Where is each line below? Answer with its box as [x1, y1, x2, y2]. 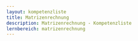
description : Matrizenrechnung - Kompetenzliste [6, 20, 132, 26]
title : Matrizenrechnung [6, 14, 69, 20]
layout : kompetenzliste [6, 8, 67, 15]
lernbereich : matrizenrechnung [6, 25, 86, 32]
